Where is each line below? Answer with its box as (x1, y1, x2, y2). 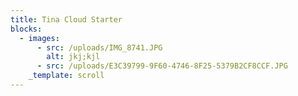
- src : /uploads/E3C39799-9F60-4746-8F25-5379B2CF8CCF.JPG (36, 61, 288, 71)
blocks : (10, 24, 43, 34)
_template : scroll (28, 71, 105, 81)
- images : (19, 33, 60, 43)
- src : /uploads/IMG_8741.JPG (36, 42, 163, 53)
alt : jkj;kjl (46, 52, 101, 62)
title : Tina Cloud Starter (10, 14, 123, 25)
